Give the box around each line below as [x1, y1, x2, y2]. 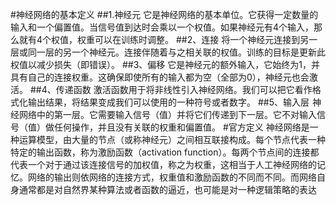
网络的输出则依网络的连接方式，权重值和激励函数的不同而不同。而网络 [27, 171, 317, 183]
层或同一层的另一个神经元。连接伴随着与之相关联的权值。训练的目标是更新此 [10, 46, 326, 58]
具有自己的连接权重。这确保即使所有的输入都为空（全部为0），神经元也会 [10, 71, 310, 83]
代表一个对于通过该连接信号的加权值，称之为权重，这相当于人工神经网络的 [10, 159, 317, 170]
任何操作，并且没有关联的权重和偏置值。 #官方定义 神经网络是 [53, 121, 310, 133]
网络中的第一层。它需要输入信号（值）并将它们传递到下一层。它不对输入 [18, 109, 317, 120]
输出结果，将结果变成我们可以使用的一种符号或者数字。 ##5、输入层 [27, 96, 310, 108]
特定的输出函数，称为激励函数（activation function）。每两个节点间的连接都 [10, 146, 320, 158]
